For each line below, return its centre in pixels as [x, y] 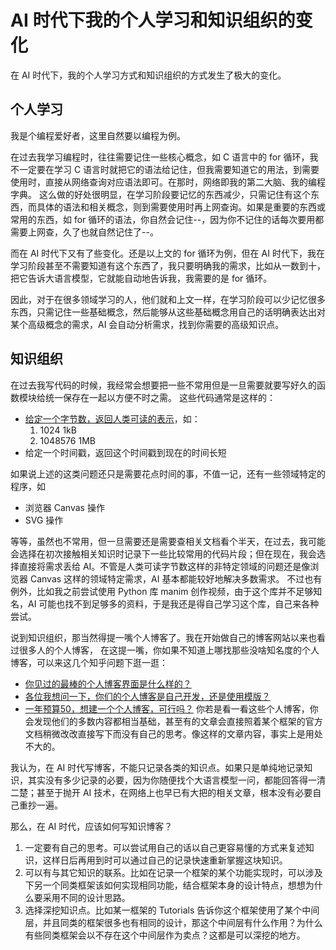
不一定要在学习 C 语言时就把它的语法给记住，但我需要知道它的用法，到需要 [165, 169]
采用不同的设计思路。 [86, 897]
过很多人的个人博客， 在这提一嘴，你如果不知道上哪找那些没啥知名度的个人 [165, 650]
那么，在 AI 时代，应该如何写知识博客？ [91, 826]
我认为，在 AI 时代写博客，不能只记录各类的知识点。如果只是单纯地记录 [157, 767]
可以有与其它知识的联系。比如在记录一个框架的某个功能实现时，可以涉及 [173, 872]
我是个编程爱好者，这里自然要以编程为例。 [98, 135]
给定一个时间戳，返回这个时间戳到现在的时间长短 [125, 452]
